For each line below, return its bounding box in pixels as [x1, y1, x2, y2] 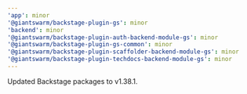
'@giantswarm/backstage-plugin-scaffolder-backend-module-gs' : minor [7, 48, 240, 56]
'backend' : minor [7, 26, 64, 34]
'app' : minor [7, 11, 50, 20]
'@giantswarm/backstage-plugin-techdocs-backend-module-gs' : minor [7, 56, 233, 63]
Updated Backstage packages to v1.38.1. [7, 76, 138, 86]
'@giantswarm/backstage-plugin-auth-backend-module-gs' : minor [7, 33, 219, 42]
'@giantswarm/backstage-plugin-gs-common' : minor [7, 41, 173, 49]
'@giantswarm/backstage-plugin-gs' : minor [7, 19, 148, 27]
